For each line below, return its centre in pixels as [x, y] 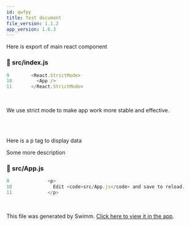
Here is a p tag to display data [44, 141]
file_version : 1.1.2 [33, 23]
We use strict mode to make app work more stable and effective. [88, 111]
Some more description [36, 153]
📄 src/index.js [27, 63]
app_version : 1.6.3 [31, 29]
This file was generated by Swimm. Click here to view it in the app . [90, 216]
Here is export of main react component [57, 47]
